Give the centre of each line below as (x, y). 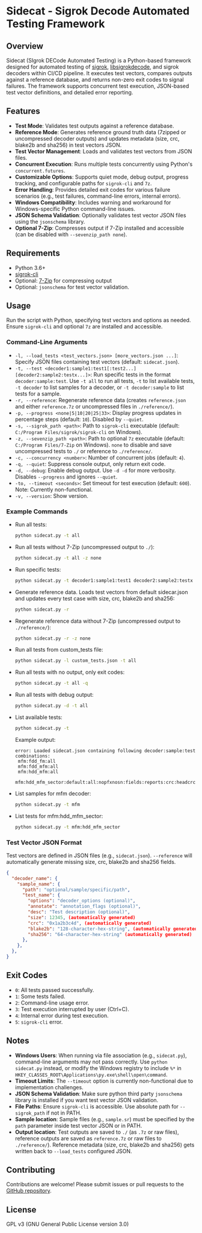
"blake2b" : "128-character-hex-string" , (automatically (99, 929)
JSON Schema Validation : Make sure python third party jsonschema (98, 1094)
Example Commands (37, 511)
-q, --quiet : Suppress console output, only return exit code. (90, 464)
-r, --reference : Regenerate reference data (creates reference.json (100, 400)
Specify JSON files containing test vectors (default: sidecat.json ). (97, 361)
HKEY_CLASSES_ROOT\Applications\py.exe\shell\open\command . (91, 1074)
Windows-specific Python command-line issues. (75, 209)
